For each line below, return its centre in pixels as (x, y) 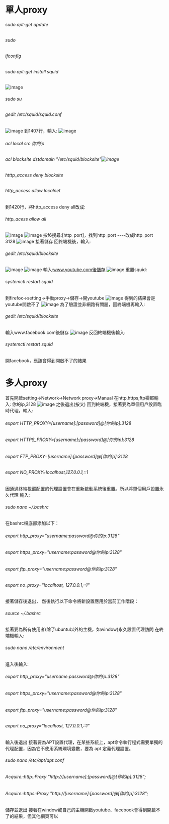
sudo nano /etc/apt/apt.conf (35, 760)
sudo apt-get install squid (32, 71)
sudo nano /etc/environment (35, 648)
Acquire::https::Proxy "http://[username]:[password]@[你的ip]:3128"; (77, 793)
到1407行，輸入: (41, 131)
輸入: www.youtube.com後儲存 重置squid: (95, 270)
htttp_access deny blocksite (34, 175)
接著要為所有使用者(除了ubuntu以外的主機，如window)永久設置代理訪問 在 (82, 629)
